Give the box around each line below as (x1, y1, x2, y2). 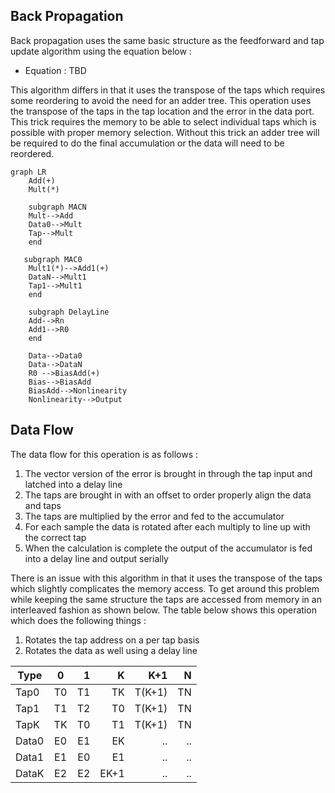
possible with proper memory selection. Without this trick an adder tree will (10, 126, 320, 138)
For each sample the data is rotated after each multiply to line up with (24, 520, 311, 533)
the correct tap (24, 531, 87, 543)
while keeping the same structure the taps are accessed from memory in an (10, 593, 322, 605)
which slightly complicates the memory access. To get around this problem (10, 582, 320, 594)
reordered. (10, 147, 55, 159)
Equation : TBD (24, 64, 87, 76)
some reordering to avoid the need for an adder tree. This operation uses (10, 94, 312, 106)
